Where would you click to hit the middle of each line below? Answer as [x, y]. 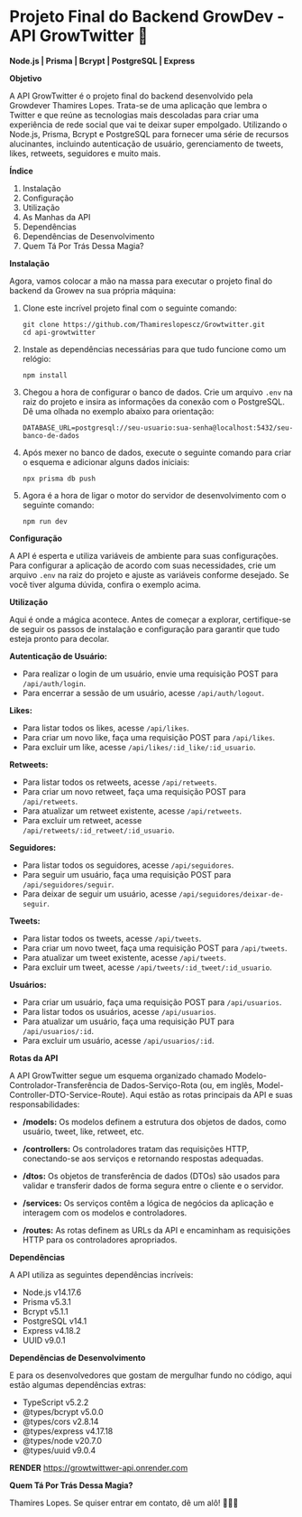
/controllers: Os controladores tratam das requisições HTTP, [136, 1149]
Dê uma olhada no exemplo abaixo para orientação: [118, 411]
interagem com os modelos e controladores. [105, 1213]
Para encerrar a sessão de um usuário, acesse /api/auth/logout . [143, 693]
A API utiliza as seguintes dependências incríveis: [101, 1274]
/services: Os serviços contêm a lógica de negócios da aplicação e [148, 1203]
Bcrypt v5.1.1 [46, 1311]
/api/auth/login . [54, 683]
